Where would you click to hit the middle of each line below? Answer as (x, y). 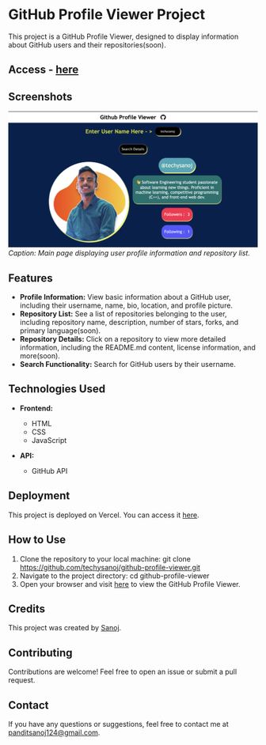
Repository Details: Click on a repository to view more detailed (123, 339)
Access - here (44, 70)
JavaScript (49, 440)
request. (22, 680)
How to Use (37, 540)
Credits (27, 609)
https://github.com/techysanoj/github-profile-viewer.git (110, 567)
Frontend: (36, 408)
